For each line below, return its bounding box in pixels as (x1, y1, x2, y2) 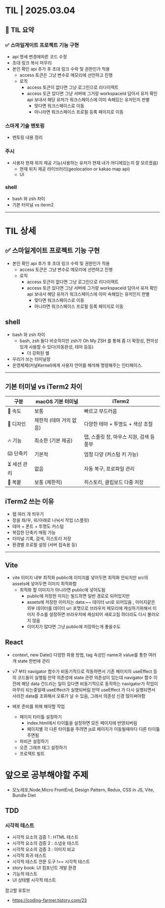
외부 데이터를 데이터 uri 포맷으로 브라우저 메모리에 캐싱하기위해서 (27, 605, 152, 611)
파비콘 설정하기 (19, 738, 49, 744)
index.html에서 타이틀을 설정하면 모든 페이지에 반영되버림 (27, 720, 137, 726)
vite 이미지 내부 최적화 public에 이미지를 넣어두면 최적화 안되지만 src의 (12, 575, 148, 581)
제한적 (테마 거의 (34, 417, 71, 424)
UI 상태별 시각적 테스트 (12, 877, 56, 883)
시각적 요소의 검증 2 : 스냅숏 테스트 (12, 840, 80, 846)
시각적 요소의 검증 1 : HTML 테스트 (12, 834, 79, 840)
